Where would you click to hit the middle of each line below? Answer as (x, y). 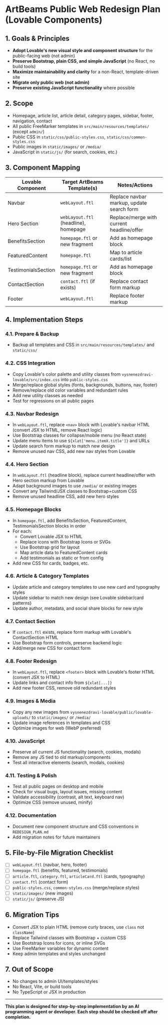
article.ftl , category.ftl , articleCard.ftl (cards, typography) (78, 876)
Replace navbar (128, 197)
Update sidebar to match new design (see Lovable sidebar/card (78, 597)
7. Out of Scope (29, 970)
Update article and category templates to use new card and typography (86, 587)
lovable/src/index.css (36, 380)
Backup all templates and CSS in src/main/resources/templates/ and (83, 345)
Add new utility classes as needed (48, 395)
